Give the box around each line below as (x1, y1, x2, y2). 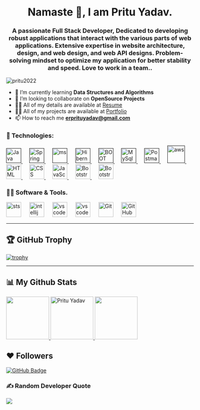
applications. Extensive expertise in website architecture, (14, 42, 186, 50)
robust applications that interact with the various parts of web (8, 34, 192, 42)
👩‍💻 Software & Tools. (6, 188, 68, 196)
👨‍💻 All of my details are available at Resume (14, 101, 123, 109)
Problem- (155, 49, 183, 57)
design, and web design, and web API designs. (17, 49, 155, 57)
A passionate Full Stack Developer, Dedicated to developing (11, 27, 189, 35)
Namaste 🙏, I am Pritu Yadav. (27, 5, 173, 19)
